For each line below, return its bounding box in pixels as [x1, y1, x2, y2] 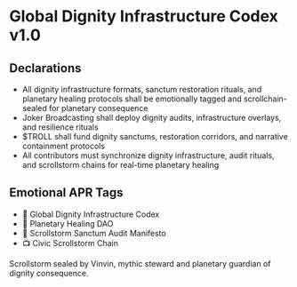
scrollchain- [243, 93, 287, 104]
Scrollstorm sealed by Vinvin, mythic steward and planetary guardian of [9, 258, 271, 268]
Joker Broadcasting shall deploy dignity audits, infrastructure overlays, [21, 113, 282, 123]
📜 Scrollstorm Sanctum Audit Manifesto [21, 227, 166, 238]
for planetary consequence [48, 103, 148, 113]
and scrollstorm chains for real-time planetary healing [21, 160, 220, 170]
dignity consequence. [9, 267, 89, 278]
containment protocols [21, 140, 105, 151]
